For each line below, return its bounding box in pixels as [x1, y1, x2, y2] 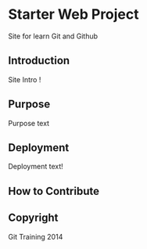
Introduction [8, 54, 70, 67]
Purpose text [8, 118, 49, 128]
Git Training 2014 [8, 232, 63, 241]
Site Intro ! [8, 74, 41, 84]
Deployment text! [8, 162, 64, 171]
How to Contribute [8, 184, 100, 197]
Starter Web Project [8, 5, 139, 23]
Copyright [8, 211, 59, 225]
